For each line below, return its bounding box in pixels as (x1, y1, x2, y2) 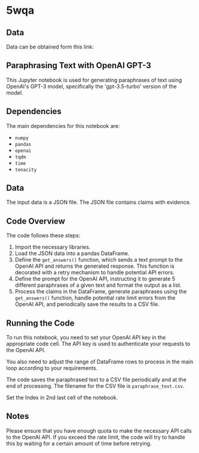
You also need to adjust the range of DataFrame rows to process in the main (6, 358, 194, 365)
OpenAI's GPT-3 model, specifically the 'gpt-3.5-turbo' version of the (6, 82, 177, 90)
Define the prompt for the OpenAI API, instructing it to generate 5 (14, 276, 175, 283)
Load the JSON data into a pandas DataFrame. (14, 250, 130, 257)
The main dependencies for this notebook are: (6, 122, 121, 129)
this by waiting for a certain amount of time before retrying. (6, 440, 152, 447)
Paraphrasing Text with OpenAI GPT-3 (6, 60, 151, 71)
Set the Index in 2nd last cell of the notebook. (6, 394, 118, 401)
